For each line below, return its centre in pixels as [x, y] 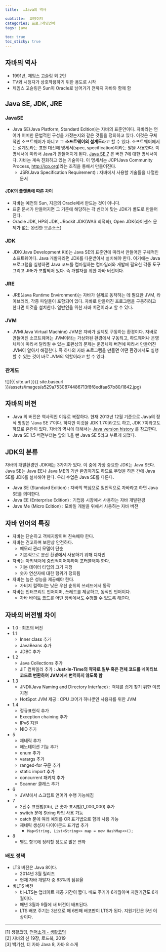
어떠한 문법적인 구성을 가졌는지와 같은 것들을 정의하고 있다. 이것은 [85, 135]
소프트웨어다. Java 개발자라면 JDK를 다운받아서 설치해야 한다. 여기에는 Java [86, 258]
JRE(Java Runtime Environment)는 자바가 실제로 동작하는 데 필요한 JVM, [84, 295]
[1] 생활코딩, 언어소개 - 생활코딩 [36, 932]
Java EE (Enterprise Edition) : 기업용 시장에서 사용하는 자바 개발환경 [79, 500]
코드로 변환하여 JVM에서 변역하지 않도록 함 [61, 675]
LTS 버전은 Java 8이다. [35, 868]
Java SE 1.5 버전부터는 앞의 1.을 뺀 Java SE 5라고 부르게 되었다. [74, 435]
